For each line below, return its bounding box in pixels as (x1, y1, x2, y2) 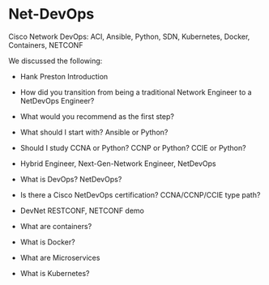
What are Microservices (19, 253, 100, 262)
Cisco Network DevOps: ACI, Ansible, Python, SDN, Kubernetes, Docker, (8, 32, 250, 41)
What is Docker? (19, 236, 75, 247)
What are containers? (19, 221, 92, 231)
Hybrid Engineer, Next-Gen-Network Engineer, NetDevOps (19, 159, 216, 168)
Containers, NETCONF (8, 40, 83, 49)
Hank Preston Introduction (19, 71, 109, 81)
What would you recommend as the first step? (19, 111, 174, 121)
